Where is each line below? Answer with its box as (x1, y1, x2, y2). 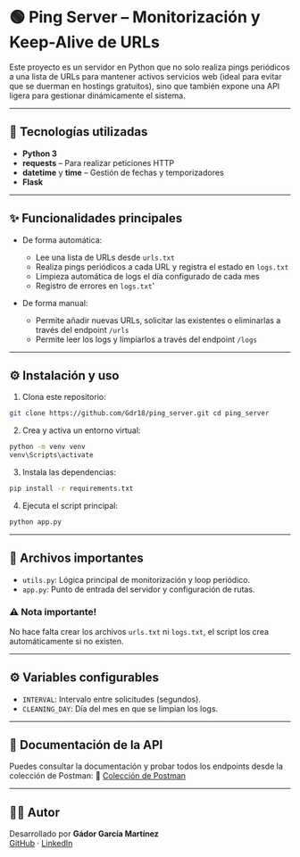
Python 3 (21, 148, 58, 159)
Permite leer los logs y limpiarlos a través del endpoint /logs (35, 334, 257, 345)
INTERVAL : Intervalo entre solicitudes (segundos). (21, 694, 201, 704)
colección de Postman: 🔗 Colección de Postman (9, 770, 186, 781)
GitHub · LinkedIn (9, 838, 73, 849)
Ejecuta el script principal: (21, 500, 119, 511)
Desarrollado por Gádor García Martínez (9, 828, 159, 839)
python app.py (9, 517, 62, 527)
